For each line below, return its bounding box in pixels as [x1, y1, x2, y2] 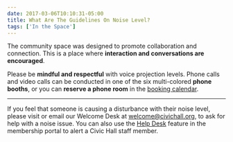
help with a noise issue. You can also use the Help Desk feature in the [7, 119, 207, 128]
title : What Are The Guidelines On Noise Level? [7, 17, 150, 24]
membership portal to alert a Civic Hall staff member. [7, 127, 158, 135]
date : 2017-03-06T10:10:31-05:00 [7, 10, 104, 17]
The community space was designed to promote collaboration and [7, 42, 198, 51]
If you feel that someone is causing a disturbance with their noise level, [7, 105, 210, 113]
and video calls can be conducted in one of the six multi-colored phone [7, 78, 212, 86]
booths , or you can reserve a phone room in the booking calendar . [7, 85, 199, 94]
